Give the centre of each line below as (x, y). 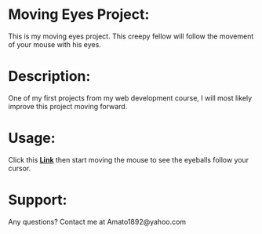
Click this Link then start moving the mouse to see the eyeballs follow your (129, 159)
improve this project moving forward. (68, 106)
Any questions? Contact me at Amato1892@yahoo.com (97, 221)
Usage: (32, 138)
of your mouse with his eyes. (55, 44)
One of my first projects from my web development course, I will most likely (130, 98)
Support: (38, 200)
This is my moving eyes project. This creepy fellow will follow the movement (131, 36)
